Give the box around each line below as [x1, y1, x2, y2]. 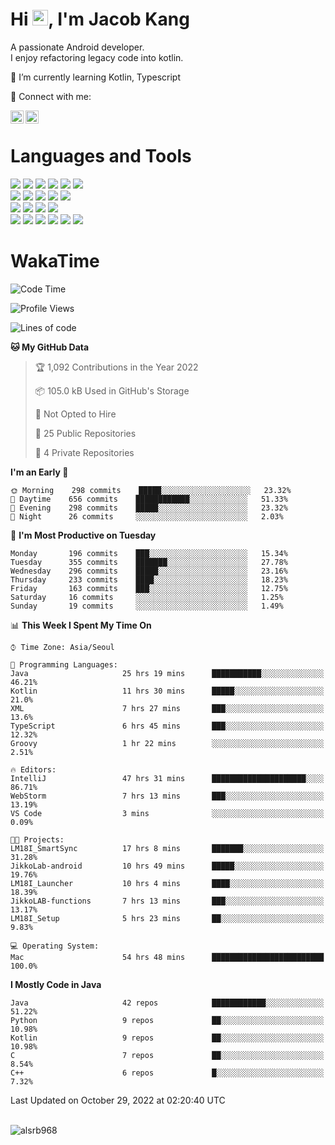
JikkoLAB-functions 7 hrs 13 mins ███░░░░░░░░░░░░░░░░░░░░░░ [10, 896, 325, 906]
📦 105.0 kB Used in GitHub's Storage [34, 384, 190, 397]
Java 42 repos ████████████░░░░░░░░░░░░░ [10, 998, 325, 1008]
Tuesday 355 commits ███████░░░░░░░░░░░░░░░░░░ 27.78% [10, 557, 288, 567]
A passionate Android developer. [10, 41, 145, 53]
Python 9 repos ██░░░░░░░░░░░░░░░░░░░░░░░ [10, 1015, 325, 1025]
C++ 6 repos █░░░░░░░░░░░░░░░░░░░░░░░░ [10, 1068, 325, 1078]
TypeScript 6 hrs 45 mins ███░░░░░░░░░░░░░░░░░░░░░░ [10, 721, 325, 731]
